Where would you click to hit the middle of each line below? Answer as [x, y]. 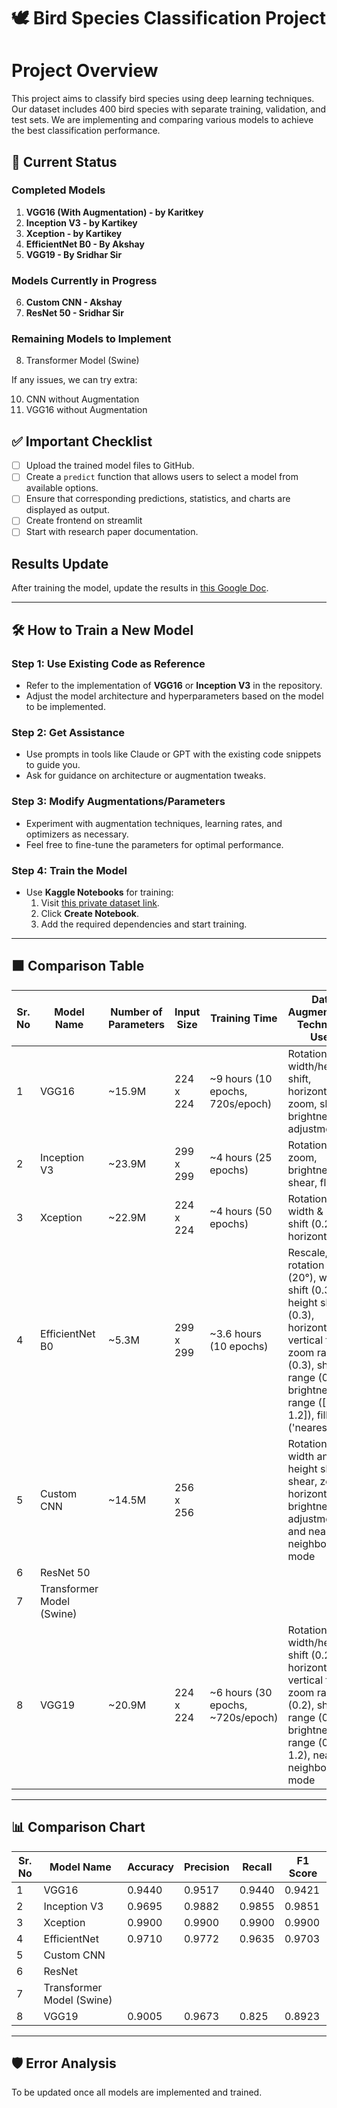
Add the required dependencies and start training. [144, 924]
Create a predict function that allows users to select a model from [162, 477]
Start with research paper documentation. [112, 532]
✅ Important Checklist [82, 441]
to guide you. [53, 765]
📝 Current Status [64, 161]
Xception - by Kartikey [74, 233]
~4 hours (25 [241, 1157]
